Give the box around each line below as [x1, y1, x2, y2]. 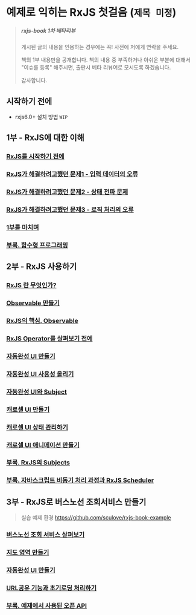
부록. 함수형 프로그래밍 [6, 241, 68, 249]
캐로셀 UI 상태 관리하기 [6, 423, 68, 431]
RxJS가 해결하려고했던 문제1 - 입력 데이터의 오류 [6, 170, 139, 178]
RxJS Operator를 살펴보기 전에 [6, 334, 93, 342]
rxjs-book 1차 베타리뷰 [21, 27, 76, 34]
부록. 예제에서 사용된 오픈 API [6, 601, 87, 610]
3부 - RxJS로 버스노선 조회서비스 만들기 [6, 496, 147, 507]
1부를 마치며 [6, 223, 39, 232]
